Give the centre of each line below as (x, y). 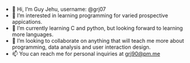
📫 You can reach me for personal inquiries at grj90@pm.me (86, 54)
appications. (27, 22)
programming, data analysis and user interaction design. (81, 47)
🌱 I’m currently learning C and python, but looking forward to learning (97, 28)
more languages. (33, 34)
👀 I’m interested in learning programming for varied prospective (90, 15)
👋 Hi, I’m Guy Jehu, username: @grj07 (59, 9)
